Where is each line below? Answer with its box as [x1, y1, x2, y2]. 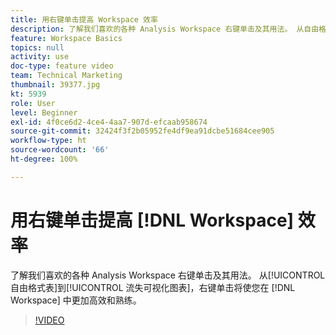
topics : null [10, 42, 65, 53]
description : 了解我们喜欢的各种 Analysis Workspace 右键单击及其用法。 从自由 [10, 24, 320, 34]
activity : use [10, 52, 70, 62]
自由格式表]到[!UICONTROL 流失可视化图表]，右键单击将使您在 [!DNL [10, 281, 296, 293]
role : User [10, 98, 56, 108]
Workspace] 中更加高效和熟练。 [10, 294, 142, 306]
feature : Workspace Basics [10, 33, 123, 43]
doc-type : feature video [10, 61, 114, 71]
